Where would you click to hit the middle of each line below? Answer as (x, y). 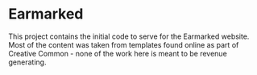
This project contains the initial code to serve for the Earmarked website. (129, 36)
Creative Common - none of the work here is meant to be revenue (118, 53)
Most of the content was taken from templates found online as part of (124, 44)
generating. (27, 62)
